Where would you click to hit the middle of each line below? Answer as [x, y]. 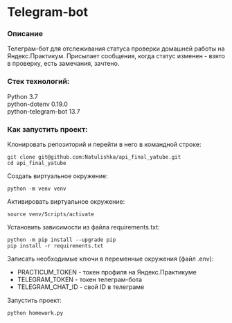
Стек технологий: [38, 82]
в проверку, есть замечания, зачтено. [63, 64]
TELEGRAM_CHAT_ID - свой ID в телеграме [81, 287]
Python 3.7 [23, 96]
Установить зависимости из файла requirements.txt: [83, 227]
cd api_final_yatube [37, 164]
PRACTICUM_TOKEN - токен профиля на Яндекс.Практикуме [107, 272]
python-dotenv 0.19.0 [37, 104]
